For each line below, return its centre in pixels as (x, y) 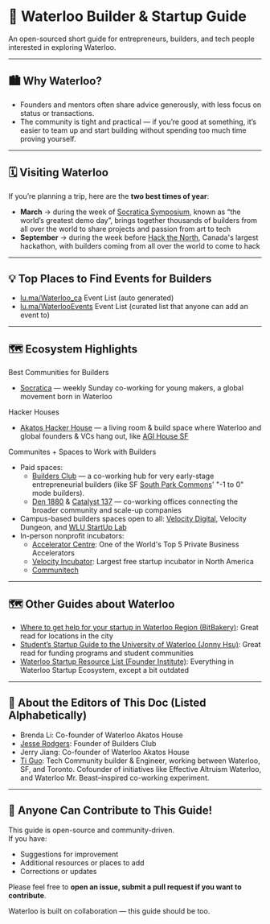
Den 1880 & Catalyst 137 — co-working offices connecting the (135, 501)
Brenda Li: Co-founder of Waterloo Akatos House (101, 735)
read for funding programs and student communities (107, 653)
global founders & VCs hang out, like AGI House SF (104, 436)
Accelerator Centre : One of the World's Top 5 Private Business (135, 544)
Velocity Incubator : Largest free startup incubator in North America (143, 562)
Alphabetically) (47, 716)
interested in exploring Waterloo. (62, 47)
